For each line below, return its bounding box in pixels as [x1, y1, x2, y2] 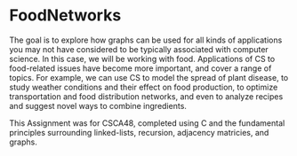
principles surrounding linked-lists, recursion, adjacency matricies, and [9, 127, 269, 137]
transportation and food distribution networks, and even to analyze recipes [9, 90, 284, 102]
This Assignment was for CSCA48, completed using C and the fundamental [9, 117, 285, 129]
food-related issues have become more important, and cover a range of [9, 63, 272, 74]
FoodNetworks [9, 5, 122, 26]
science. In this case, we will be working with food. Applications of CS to [9, 53, 276, 64]
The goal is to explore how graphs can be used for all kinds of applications [9, 35, 283, 45]
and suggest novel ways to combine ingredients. [9, 100, 187, 111]
